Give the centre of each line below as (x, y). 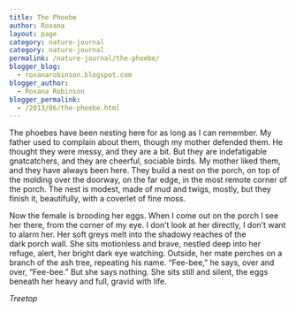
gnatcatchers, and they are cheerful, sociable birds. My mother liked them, (145, 161)
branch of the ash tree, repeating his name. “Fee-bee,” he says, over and (142, 263)
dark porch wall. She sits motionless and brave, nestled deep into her (135, 244)
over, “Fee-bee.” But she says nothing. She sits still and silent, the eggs (139, 272)
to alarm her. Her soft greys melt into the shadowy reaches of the (128, 234)
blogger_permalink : (45, 99)
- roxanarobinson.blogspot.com (75, 75)
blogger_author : (39, 83)
